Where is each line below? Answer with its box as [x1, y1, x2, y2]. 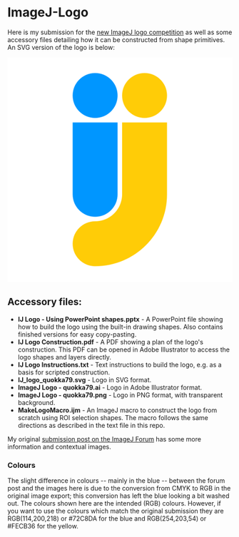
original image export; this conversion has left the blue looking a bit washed [7, 491, 230, 500]
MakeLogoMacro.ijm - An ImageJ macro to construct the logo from [17, 406, 218, 414]
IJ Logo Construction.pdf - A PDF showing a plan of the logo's [17, 337, 203, 346]
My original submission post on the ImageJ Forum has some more [7, 434, 202, 443]
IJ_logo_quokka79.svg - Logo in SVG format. [17, 375, 152, 384]
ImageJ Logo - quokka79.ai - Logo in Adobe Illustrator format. [17, 383, 203, 392]
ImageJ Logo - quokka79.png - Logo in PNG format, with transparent [17, 390, 223, 399]
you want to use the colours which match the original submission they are [7, 507, 224, 516]
